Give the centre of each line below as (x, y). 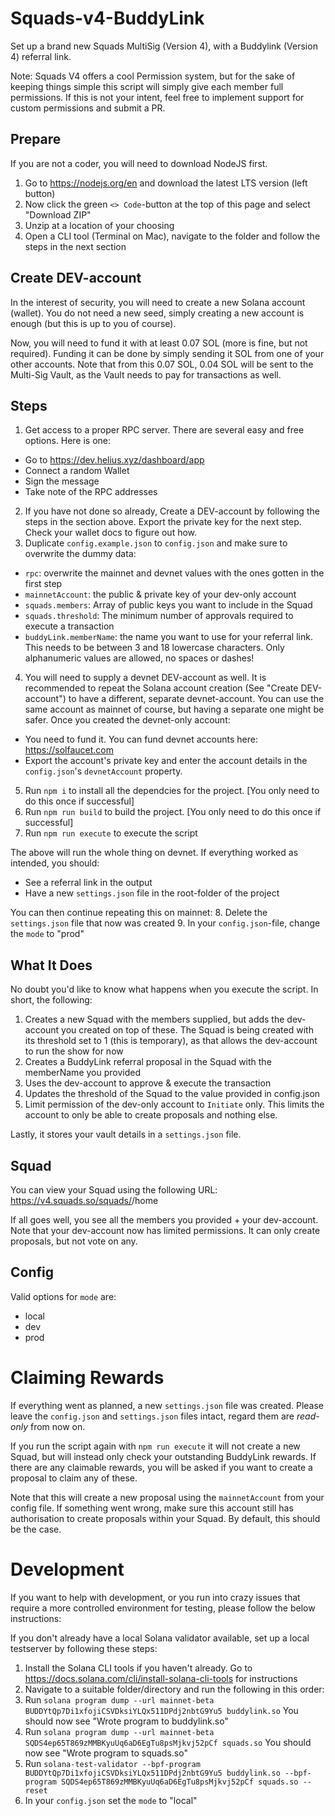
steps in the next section (75, 246)
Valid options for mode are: (63, 1296)
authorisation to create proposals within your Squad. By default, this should (165, 1518)
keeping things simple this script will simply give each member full (147, 86)
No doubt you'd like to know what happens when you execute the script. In (164, 989)
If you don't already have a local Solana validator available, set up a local (160, 1638)
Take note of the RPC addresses (91, 492)
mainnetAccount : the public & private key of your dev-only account (160, 594)
